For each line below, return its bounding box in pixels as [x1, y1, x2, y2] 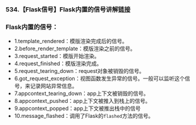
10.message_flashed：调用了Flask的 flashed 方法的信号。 [14, 112, 154, 120]
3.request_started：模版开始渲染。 [14, 53, 100, 60]
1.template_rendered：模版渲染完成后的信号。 [14, 38, 128, 45]
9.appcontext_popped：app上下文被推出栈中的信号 [14, 105, 141, 112]
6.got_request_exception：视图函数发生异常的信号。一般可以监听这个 [14, 75, 185, 82]
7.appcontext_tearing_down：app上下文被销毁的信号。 [14, 90, 149, 97]
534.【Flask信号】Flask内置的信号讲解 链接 [5, 5, 131, 13]
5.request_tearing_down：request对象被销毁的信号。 [14, 68, 145, 75]
